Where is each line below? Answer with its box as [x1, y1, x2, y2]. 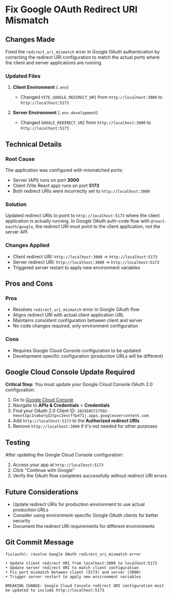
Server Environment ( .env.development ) [12, 110, 99, 116]
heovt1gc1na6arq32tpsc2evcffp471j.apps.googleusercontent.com [12, 413, 149, 418]
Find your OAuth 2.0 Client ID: [12, 408, 76, 414]
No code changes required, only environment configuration [12, 323, 139, 329]
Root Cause [5, 155, 35, 163]
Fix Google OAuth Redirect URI [5, 4, 138, 15]
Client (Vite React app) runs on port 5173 [12, 182, 100, 188]
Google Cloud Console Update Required [5, 367, 135, 376]
